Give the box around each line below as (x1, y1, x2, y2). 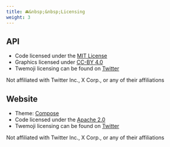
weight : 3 (6, 14, 31, 20)
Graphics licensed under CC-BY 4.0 (14, 59, 103, 66)
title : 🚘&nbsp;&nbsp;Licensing (6, 8, 85, 15)
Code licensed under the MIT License (14, 52, 107, 60)
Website (6, 94, 38, 104)
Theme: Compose (14, 110, 60, 117)
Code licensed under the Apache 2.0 (14, 116, 106, 123)
